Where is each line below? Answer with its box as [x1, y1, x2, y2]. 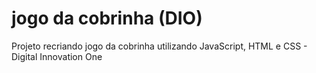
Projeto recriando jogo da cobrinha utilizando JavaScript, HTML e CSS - [11, 40, 308, 52]
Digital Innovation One [11, 50, 103, 62]
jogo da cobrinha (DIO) [11, 7, 203, 30]
